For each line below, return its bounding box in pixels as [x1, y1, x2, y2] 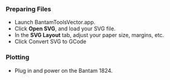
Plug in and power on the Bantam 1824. [14, 67, 113, 74]
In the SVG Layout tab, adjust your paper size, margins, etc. [14, 32, 165, 39]
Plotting [5, 53, 30, 62]
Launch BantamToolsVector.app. [14, 19, 95, 26]
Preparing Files [5, 5, 52, 13]
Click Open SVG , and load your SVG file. [14, 25, 116, 32]
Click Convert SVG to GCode [14, 38, 87, 45]
